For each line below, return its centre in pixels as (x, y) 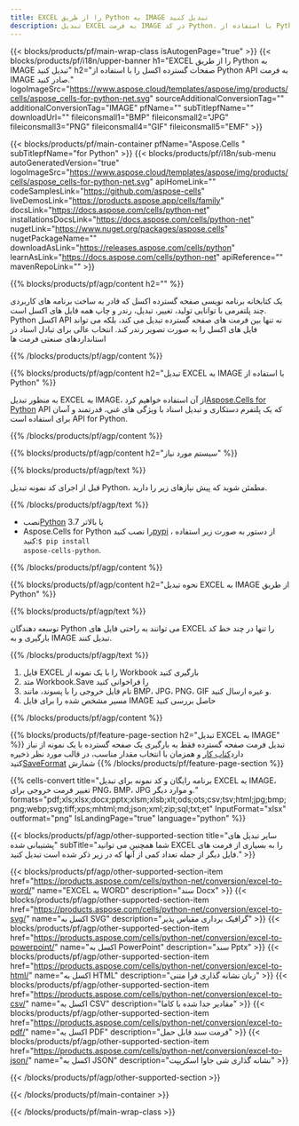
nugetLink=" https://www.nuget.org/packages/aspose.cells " (119, 228)
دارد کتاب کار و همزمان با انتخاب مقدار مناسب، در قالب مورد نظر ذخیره (127, 753)
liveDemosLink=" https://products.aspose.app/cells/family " (117, 200)
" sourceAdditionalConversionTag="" (217, 98)
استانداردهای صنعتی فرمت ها (58, 338)
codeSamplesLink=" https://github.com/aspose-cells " (107, 191)
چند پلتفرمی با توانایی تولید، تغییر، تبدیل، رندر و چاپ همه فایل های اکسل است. (138, 310)
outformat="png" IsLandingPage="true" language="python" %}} (128, 818)
